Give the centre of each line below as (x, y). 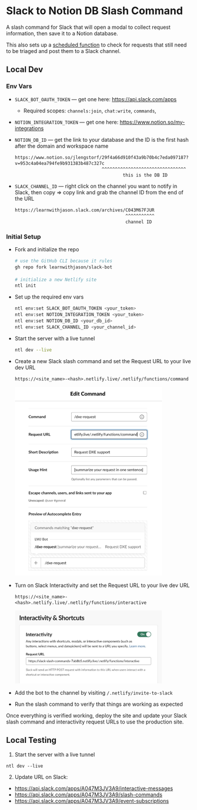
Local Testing (31, 740)
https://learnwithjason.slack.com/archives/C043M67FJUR (84, 210)
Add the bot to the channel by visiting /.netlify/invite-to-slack (94, 692)
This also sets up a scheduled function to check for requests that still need (96, 45)
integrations (29, 128)
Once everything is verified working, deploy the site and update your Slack (96, 715)
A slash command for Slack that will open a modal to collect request (88, 27)
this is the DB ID (145, 175)
